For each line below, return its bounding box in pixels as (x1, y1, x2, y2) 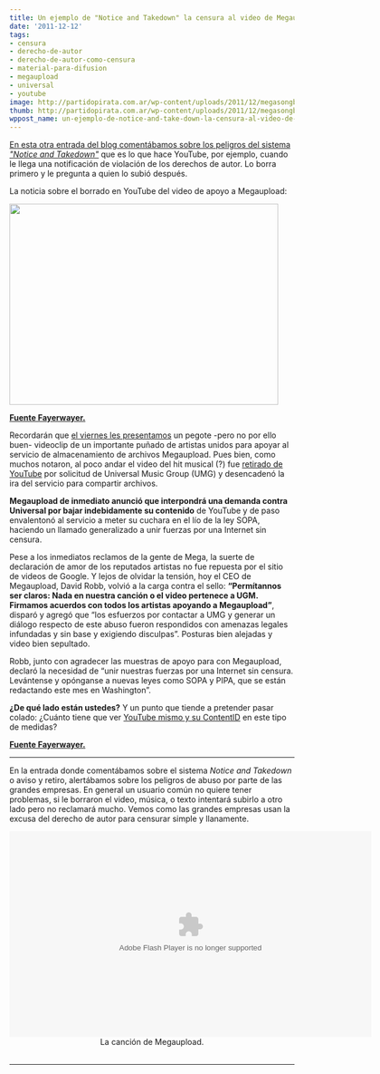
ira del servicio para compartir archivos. (9, 478, 158, 489)
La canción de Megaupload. (100, 1037, 204, 1048)
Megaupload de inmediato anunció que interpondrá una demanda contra (9, 496, 288, 507)
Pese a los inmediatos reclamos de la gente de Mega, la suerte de (9, 552, 255, 563)
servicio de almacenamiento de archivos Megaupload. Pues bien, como (9, 450, 276, 460)
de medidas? (9, 721, 58, 732)
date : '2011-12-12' (9, 22, 83, 31)
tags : (9, 30, 30, 39)
